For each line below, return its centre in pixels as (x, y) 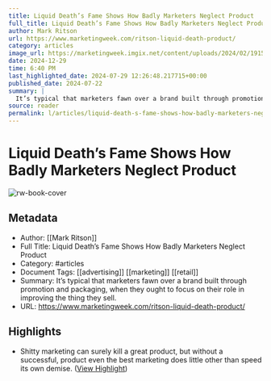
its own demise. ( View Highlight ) (74, 368)
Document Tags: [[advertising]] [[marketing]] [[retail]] (109, 272)
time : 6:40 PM (32, 69)
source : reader (34, 106)
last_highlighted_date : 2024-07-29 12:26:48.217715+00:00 (108, 76)
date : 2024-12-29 (38, 61)
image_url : (27, 53)
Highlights (35, 332)
